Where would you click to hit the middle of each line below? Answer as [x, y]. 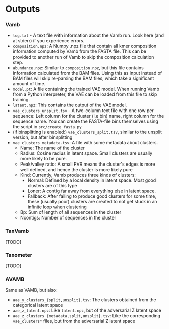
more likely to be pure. [43, 159]
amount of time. [29, 84]
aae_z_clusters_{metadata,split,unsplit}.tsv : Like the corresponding [86, 316]
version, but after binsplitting [42, 137]
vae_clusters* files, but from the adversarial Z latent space [74, 321]
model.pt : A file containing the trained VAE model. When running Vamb [86, 89]
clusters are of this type [52, 186]
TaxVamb [17, 231]
